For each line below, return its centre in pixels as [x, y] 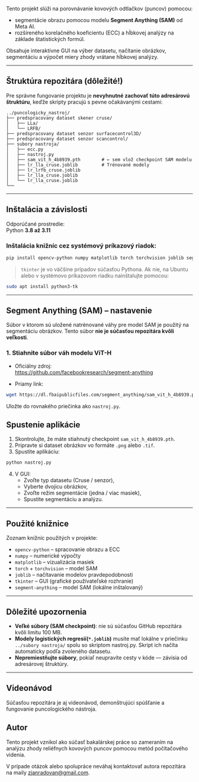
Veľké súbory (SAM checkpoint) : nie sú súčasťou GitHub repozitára [98, 626]
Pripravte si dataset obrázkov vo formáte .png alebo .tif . [85, 445]
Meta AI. [25, 26]
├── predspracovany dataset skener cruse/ [59, 118]
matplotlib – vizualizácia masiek [54, 562]
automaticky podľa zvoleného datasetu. [63, 651]
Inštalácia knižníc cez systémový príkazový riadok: [81, 245]
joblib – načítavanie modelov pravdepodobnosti [74, 575]
